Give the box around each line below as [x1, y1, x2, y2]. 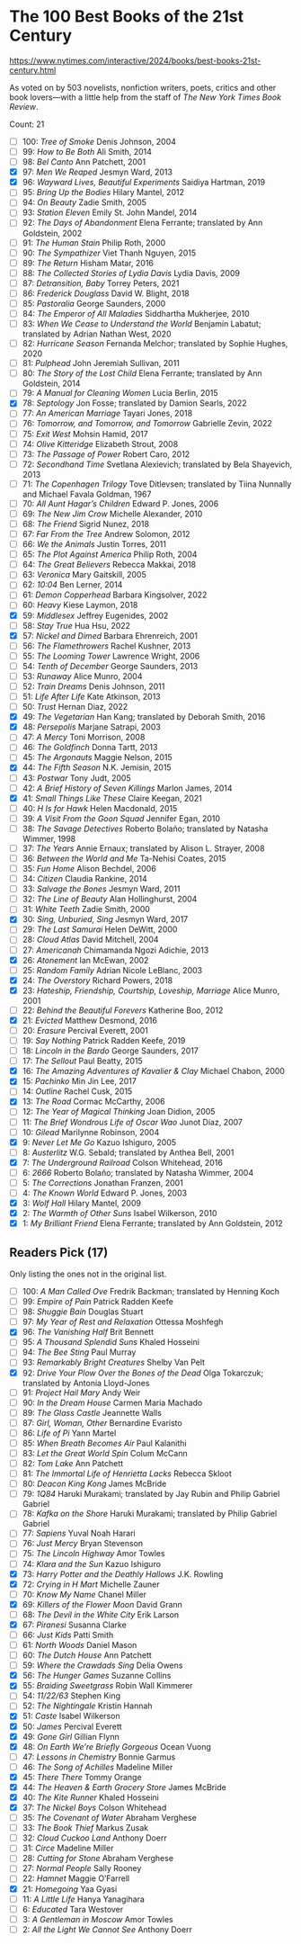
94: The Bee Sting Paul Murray [22, 1347, 137, 1357]
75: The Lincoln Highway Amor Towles [22, 1548, 165, 1559]
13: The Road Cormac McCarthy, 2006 [22, 1096, 165, 1107]
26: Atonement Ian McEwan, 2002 [22, 954, 149, 965]
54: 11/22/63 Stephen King [22, 1690, 121, 1701]
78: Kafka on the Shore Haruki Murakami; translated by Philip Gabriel [22, 1509, 278, 1519]
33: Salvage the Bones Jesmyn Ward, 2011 [22, 883, 181, 894]
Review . [9, 101, 39, 112]
